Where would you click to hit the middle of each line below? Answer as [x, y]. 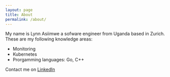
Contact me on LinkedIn [30, 69]
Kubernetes [25, 54]
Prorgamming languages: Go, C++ [48, 60]
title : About [19, 15]
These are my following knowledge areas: [49, 39]
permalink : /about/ [26, 19]
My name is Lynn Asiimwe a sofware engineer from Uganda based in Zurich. [85, 34]
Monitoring [24, 49]
